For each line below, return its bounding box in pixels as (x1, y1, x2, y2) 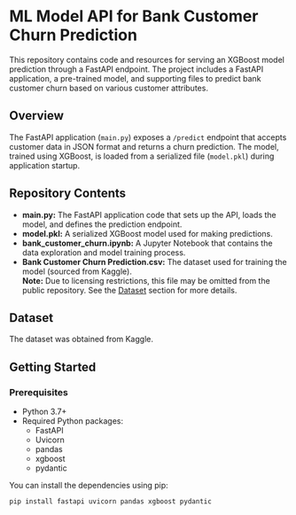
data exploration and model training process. (21, 246, 186, 258)
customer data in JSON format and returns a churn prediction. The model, (9, 141, 279, 152)
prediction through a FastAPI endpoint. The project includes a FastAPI (9, 64, 264, 74)
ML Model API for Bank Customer (9, 6, 259, 27)
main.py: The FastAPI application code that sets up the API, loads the (21, 209, 277, 220)
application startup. (9, 160, 81, 170)
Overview (9, 108, 65, 123)
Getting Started (9, 359, 97, 374)
